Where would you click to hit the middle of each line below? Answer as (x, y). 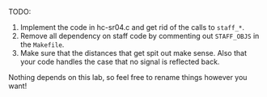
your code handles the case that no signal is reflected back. (120, 61)
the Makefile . (42, 44)
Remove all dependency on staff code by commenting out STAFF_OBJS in (140, 36)
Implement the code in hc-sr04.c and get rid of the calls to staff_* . (132, 27)
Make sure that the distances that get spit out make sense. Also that (133, 53)
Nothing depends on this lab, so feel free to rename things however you (128, 77)
